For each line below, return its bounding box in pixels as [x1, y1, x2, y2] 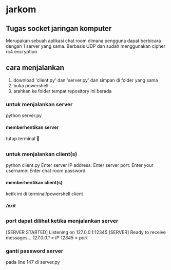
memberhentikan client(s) [6, 179, 63, 185]
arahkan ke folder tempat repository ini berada [13, 88, 112, 94]
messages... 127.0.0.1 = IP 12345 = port [6, 235, 88, 241]
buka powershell [13, 82, 49, 88]
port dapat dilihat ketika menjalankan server [6, 217, 119, 224]
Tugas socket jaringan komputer [6, 24, 112, 33]
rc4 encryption [6, 49, 37, 54]
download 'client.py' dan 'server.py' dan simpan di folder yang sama [13, 77, 158, 83]
